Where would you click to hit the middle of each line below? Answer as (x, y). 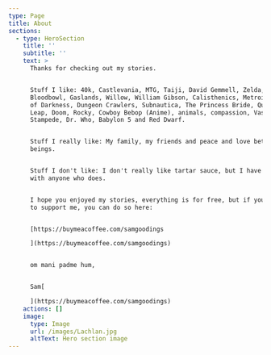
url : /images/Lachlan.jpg (73, 332)
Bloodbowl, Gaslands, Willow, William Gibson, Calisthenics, (135, 98)
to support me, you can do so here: (91, 207)
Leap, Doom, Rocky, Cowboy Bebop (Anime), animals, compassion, (140, 113)
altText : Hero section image (79, 339)
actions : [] (43, 309)
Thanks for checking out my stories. (93, 69)
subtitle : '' (45, 53)
